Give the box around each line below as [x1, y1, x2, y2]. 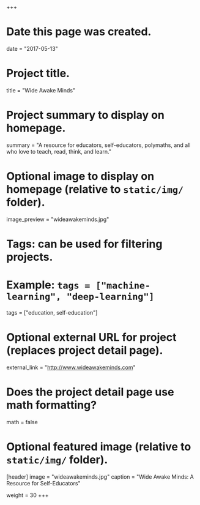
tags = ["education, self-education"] [6, 309, 98, 316]
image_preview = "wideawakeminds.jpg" [6, 215, 109, 223]
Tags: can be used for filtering [6, 237, 163, 251]
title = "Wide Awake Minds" [6, 86, 75, 94]
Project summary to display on [6, 108, 165, 122]
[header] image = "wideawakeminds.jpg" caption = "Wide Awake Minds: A [6, 473, 194, 481]
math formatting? [6, 398, 97, 412]
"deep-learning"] [66, 291, 155, 303]
